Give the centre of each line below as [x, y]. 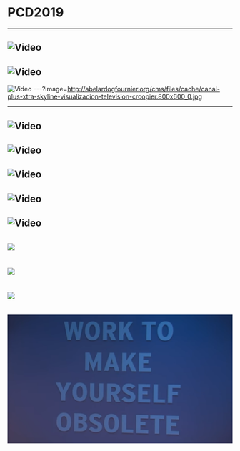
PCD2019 [36, 13]
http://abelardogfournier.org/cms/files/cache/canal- [144, 89]
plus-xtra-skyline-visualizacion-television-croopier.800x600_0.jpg [105, 96]
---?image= [50, 89]
